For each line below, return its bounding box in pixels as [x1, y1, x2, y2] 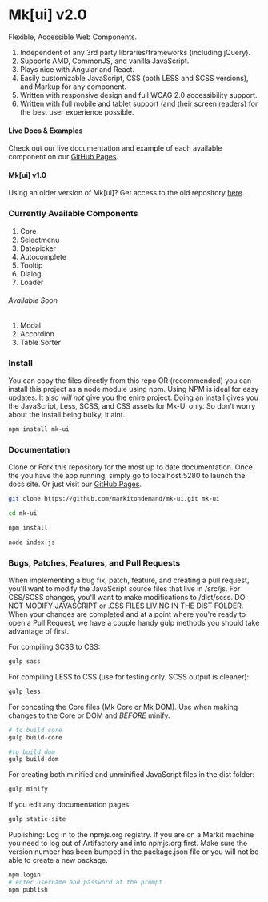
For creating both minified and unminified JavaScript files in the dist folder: [8, 770, 255, 779]
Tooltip [19, 260, 43, 270]
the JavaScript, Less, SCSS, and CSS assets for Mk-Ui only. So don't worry [8, 401, 256, 411]
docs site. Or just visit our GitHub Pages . [8, 479, 142, 489]
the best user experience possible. [19, 107, 134, 117]
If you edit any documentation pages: [8, 799, 132, 810]
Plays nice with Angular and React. [19, 64, 134, 74]
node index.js [8, 538, 56, 546]
